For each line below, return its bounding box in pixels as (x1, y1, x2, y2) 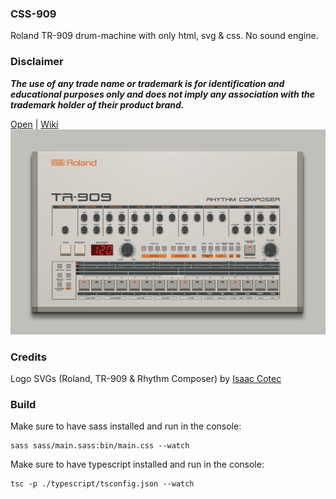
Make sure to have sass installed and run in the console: (10, 420, 242, 432)
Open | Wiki (10, 118, 59, 130)
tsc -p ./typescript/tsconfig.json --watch (10, 479, 195, 489)
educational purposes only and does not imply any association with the (10, 88, 316, 100)
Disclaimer (10, 55, 64, 69)
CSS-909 (10, 7, 57, 21)
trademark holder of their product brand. (10, 98, 185, 111)
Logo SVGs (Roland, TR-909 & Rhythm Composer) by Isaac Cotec (10, 373, 282, 385)
